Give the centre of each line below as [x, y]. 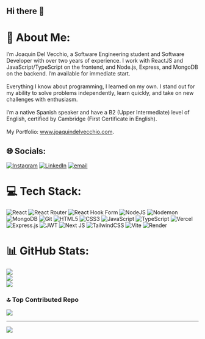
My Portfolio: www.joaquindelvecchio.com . [60, 132]
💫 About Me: [38, 37]
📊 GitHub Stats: [48, 251]
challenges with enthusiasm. [42, 100]
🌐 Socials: [26, 151]
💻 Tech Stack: [44, 191]
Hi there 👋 [25, 11]
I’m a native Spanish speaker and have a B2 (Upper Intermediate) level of [98, 113]
